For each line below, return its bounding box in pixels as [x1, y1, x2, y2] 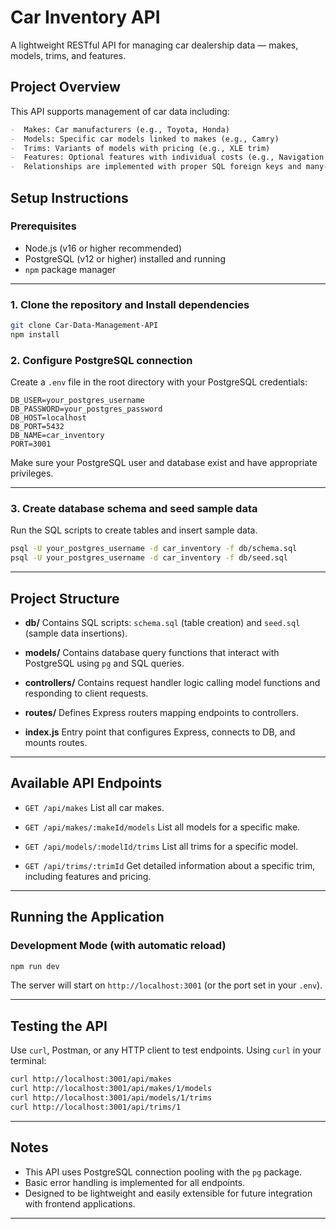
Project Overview [10, 79, 121, 96]
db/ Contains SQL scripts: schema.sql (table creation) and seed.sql [24, 617, 301, 629]
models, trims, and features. [10, 49, 127, 61]
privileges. [10, 467, 54, 480]
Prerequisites [10, 219, 77, 233]
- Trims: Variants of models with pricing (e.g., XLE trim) [10, 143, 271, 153]
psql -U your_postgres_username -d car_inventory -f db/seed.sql [10, 553, 288, 563]
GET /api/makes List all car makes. [24, 801, 165, 813]
